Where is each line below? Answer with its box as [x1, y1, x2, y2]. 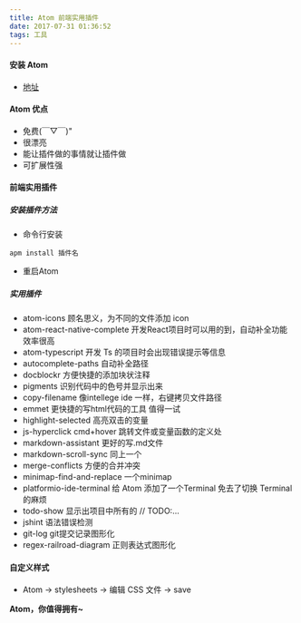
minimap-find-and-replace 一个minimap [22, 472, 172, 482]
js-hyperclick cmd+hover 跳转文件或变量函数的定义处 [22, 426, 222, 437]
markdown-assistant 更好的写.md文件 [22, 437, 164, 449]
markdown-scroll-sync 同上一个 [22, 449, 142, 460]
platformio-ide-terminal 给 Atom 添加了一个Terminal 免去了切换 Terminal [22, 482, 293, 494]
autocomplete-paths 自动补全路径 [22, 358, 150, 369]
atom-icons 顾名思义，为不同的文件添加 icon [22, 313, 189, 324]
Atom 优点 [9, 103, 48, 114]
